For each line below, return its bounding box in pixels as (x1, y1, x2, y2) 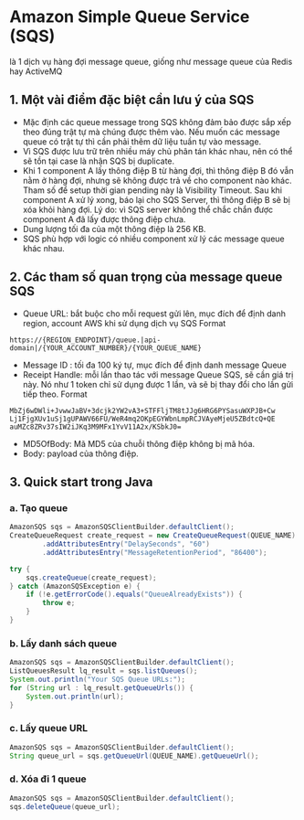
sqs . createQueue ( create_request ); (26, 573, 157, 582)
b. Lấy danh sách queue (9, 637, 117, 650)
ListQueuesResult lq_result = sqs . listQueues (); (9, 666, 198, 676)
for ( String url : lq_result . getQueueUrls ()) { (9, 683, 194, 692)
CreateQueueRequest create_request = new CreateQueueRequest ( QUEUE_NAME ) (9, 531, 297, 540)
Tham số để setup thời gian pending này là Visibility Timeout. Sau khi (22, 185, 283, 196)
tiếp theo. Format (22, 389, 89, 399)
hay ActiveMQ (9, 66, 63, 77)
